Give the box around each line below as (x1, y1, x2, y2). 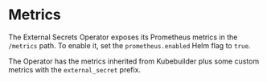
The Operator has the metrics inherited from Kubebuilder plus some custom (8, 56, 260, 66)
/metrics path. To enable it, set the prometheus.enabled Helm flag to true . (8, 40, 251, 50)
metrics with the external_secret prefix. (8, 64, 142, 74)
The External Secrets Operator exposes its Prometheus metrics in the (8, 32, 238, 42)
